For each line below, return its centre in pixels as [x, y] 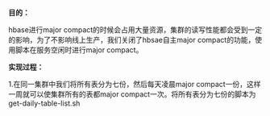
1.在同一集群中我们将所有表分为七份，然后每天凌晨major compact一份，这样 [135, 84]
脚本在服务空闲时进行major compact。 [79, 50]
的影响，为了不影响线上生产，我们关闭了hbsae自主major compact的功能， [132, 40]
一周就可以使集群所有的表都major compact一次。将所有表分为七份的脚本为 [132, 94]
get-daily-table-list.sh [44, 103]
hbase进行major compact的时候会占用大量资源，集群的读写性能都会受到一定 [135, 30]
